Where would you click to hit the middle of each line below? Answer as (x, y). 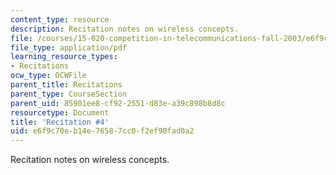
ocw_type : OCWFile (48, 76)
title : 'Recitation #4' (60, 122)
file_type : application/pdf (69, 47)
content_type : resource (60, 19)
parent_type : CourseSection (69, 94)
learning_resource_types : (64, 57)
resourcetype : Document (60, 112)
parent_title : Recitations (66, 85)
